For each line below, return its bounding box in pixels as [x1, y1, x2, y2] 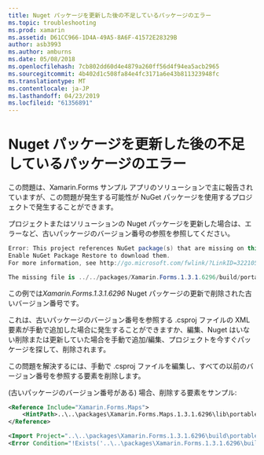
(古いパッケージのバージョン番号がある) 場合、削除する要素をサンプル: [8, 387, 237, 397]
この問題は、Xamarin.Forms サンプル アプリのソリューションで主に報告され [8, 182, 254, 193]
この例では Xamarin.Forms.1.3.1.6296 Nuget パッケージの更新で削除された [8, 288, 245, 298]
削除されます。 [62, 344, 111, 354]
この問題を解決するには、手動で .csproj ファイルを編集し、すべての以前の [8, 361, 247, 370]
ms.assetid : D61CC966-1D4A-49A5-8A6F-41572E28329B [8, 33, 178, 42]
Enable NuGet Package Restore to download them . [8, 251, 170, 259]
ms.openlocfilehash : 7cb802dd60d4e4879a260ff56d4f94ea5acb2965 [8, 63, 220, 71]
